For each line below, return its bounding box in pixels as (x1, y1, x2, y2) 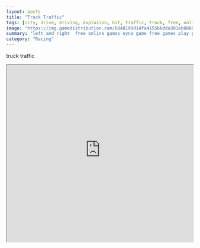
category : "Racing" (6, 36, 54, 42)
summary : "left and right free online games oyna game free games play (6, 31, 189, 37)
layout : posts (6, 8, 41, 15)
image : (6, 25, 22, 31)
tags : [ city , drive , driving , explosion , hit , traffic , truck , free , (6, 19, 182, 25)
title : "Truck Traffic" (6, 14, 65, 20)
